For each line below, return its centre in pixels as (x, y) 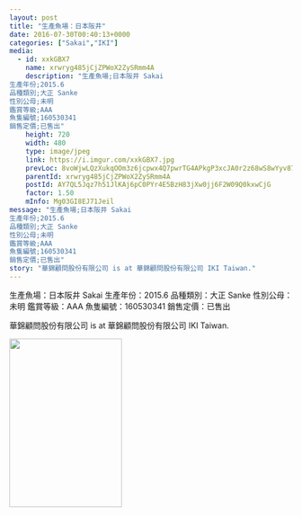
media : (22, 51)
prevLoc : (42, 168)
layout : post (34, 18)
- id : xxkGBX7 (44, 59)
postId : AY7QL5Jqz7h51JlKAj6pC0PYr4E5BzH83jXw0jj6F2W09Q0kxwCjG (148, 185)
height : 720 (48, 135)
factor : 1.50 (50, 193)
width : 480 (46, 143)
